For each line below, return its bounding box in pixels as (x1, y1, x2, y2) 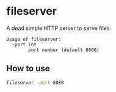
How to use (6, 63, 50, 74)
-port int (12, 41, 37, 48)
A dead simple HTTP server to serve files (6, 24, 110, 32)
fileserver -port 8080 (6, 79, 64, 86)
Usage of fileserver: (6, 36, 62, 42)
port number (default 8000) (28, 47, 100, 53)
